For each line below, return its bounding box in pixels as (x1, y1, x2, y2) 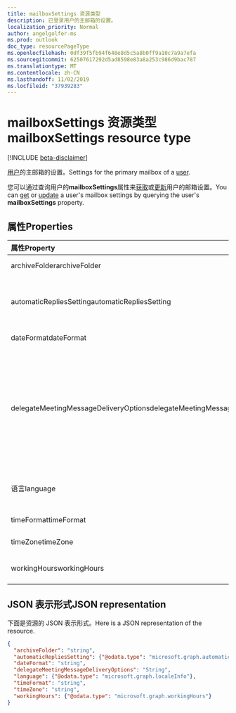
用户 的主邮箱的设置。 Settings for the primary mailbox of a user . (7, 168, 191, 177)
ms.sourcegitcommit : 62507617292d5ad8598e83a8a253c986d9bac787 (7, 56, 197, 63)
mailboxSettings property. (7, 198, 84, 207)
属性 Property (11, 244, 55, 253)
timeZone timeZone (11, 537, 74, 546)
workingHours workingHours (11, 564, 105, 573)
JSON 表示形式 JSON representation (7, 599, 166, 611)
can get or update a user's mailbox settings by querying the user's (7, 191, 200, 199)
